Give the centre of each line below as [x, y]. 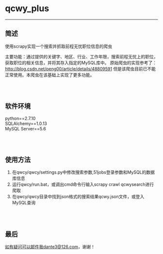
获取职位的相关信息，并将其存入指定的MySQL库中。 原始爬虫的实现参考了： [81, 63]
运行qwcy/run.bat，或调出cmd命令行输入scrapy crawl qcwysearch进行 [83, 184]
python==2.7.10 [20, 118]
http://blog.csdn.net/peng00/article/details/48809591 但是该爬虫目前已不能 [81, 69]
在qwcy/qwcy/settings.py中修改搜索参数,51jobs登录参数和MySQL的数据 [83, 172]
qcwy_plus [27, 9]
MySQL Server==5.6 [25, 128]
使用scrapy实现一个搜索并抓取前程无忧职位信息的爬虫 [59, 46]
